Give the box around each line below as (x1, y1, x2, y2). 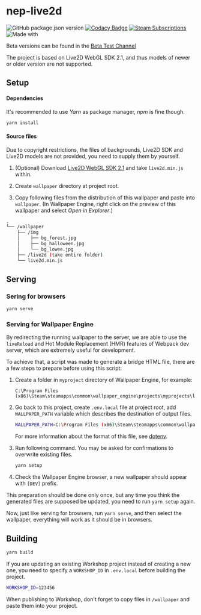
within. (14, 170, 32, 178)
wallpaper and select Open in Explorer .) (14, 207, 113, 214)
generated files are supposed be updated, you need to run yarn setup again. (6, 498, 196, 505)
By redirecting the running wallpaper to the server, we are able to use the (6, 334, 187, 341)
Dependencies (6, 95, 44, 102)
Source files (6, 133, 37, 140)
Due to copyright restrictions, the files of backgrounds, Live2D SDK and (6, 146, 184, 153)
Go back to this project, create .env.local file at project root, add (14, 404, 176, 411)
